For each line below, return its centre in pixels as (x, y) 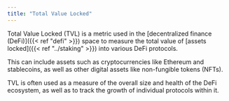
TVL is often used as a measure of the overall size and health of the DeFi (112, 83)
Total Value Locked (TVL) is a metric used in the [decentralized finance (110, 33)
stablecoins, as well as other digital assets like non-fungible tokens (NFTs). (115, 69)
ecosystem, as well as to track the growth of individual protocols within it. (113, 90)
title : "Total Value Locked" (50, 14)
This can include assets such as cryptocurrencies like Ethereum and (106, 62)
